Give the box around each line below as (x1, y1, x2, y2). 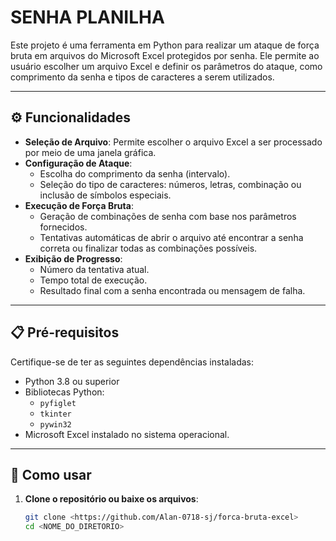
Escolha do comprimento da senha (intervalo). (39, 167, 231, 180)
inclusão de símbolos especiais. (39, 189, 172, 201)
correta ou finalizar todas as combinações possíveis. (39, 242, 258, 254)
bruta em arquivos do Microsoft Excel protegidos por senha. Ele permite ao (10, 49, 320, 61)
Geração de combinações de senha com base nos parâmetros (39, 210, 297, 222)
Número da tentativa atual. (39, 263, 150, 275)
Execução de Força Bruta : (24, 199, 134, 211)
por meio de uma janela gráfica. (24, 146, 157, 158)
